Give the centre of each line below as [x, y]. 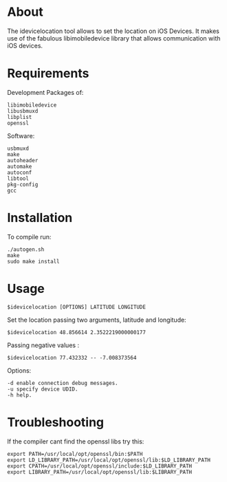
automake [20, 166]
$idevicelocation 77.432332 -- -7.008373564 [72, 358]
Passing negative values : [43, 345]
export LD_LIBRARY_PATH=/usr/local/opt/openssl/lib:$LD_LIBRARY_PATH [109, 460]
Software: [21, 135]
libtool [18, 178]
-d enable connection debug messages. [63, 383]
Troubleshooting [56, 422]
